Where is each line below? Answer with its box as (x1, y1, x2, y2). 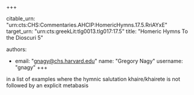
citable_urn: (6, 15, 35, 22)
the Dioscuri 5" (6, 34, 44, 41)
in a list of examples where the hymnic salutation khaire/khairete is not (6, 76, 180, 82)
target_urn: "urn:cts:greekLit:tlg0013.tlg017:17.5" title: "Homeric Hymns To (6, 28, 188, 35)
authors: (6, 46, 27, 53)
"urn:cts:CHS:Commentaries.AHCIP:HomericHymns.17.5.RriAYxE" (6, 22, 168, 28)
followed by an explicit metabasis (6, 82, 89, 89)
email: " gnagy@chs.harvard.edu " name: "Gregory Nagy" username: (14, 58, 183, 64)
